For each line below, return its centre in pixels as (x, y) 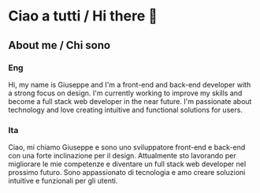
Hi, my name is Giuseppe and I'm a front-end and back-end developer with (130, 84)
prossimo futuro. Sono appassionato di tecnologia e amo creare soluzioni (127, 173)
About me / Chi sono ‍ (61, 45)
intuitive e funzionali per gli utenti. (63, 181)
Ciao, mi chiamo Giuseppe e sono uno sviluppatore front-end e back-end (127, 147)
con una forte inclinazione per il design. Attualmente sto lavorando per (122, 156)
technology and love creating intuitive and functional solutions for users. (125, 109)
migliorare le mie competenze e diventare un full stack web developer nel (127, 164)
